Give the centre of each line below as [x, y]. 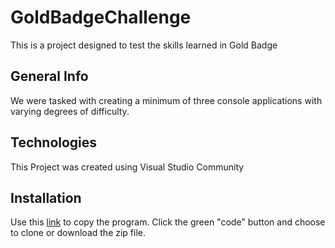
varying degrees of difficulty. [70, 111]
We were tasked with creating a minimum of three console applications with [166, 100]
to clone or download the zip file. [78, 233]
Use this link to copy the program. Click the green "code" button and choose [168, 222]
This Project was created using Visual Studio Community [127, 167]
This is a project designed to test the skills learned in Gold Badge [144, 45]
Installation [46, 197]
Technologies [54, 142]
